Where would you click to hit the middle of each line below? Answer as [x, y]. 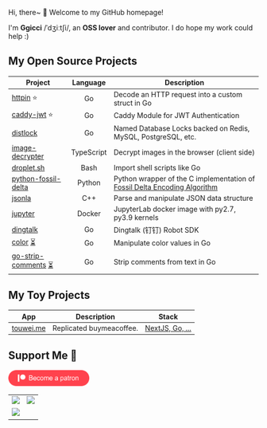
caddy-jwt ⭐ [33, 114]
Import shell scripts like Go [157, 167]
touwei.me [29, 328]
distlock [25, 132]
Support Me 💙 [43, 356]
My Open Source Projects [73, 61]
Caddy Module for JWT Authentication [177, 116]
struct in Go [133, 103]
